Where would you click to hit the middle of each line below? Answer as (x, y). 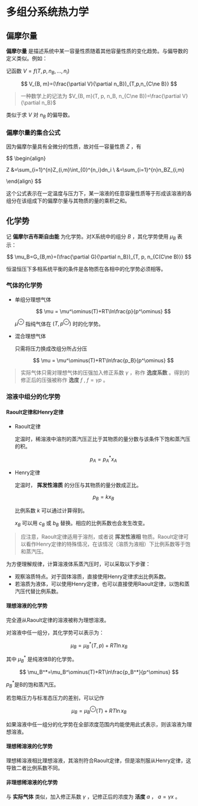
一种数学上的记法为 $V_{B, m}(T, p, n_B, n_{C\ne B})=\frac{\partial (100, 96)
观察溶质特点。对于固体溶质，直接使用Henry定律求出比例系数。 (92, 576)
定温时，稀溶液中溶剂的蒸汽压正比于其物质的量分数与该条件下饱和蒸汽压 (102, 439)
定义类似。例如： (27, 58)
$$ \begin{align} (26, 158)
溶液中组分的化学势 (33, 397)
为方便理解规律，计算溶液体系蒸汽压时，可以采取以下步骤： (78, 563)
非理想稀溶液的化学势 (32, 782)
